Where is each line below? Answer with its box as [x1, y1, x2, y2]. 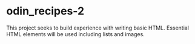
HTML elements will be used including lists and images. [6, 30, 145, 37]
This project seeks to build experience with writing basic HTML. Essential [6, 24, 190, 31]
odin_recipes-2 [6, 4, 85, 18]
